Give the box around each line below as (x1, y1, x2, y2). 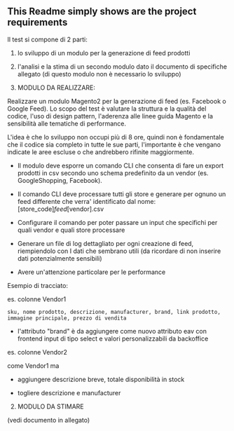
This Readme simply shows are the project (7, 6, 197, 18)
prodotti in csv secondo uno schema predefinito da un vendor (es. (17, 168, 209, 177)
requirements (7, 17, 68, 29)
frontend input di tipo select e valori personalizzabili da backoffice (17, 334, 209, 343)
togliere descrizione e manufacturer (17, 388, 121, 397)
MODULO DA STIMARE (17, 402, 84, 411)
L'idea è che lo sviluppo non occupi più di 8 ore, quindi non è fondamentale (7, 132, 224, 141)
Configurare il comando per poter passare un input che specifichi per (17, 218, 218, 226)
